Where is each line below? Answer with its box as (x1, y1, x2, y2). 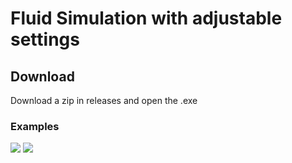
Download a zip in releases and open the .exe (10, 95, 198, 106)
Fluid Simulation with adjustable (10, 7, 283, 30)
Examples (10, 119, 60, 133)
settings (10, 28, 80, 51)
